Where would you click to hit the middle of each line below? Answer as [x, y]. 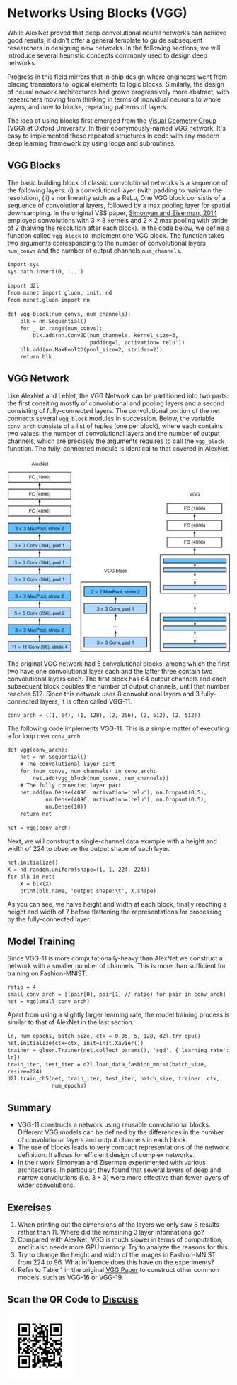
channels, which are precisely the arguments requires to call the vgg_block [116, 441]
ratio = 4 [22, 987]
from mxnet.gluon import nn [49, 300]
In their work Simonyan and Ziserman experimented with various [112, 1163]
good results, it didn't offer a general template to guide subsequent [105, 40]
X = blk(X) [36, 884]
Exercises [29, 1207]
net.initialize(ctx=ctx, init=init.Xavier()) [75, 1044]
